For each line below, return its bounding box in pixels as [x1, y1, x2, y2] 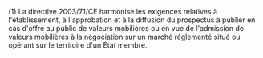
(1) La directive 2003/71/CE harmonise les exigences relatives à [8, 7, 218, 16]
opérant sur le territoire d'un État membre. [8, 41, 148, 50]
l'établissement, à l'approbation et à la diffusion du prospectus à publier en [8, 15, 256, 25]
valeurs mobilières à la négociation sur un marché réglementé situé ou [8, 32, 241, 41]
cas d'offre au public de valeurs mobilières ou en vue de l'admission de [8, 24, 245, 33]
